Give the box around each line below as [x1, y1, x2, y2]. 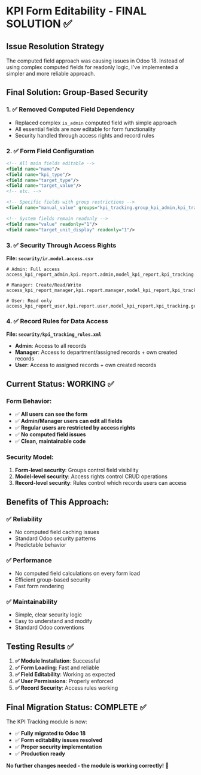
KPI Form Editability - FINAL [6, 4, 147, 18]
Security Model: [6, 452, 54, 461]
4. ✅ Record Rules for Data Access [6, 317, 109, 325]
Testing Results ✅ [6, 641, 74, 651]
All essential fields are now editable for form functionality [14, 125, 156, 133]
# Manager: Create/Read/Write [6, 282, 82, 288]
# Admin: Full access [6, 266, 60, 272]
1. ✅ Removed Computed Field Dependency [6, 105, 135, 114]
